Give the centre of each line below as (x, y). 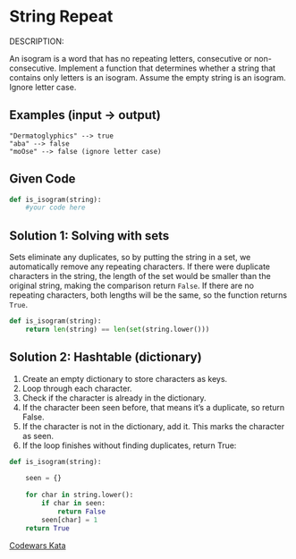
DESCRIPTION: (37, 41)
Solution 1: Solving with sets (89, 236)
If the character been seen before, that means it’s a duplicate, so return (153, 407)
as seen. (38, 436)
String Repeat (61, 17)
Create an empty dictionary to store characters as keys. (125, 378)
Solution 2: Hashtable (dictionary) (106, 357)
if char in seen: (73, 504)
